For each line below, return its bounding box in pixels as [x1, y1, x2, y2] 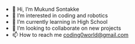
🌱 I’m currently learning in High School [11, 18, 108, 25]
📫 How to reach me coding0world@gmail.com [11, 32, 129, 38]
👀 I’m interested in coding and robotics [11, 12, 108, 19]
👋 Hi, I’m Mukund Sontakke [11, 6, 80, 12]
